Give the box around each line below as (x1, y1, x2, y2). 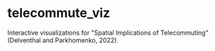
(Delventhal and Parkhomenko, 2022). (7, 35, 119, 44)
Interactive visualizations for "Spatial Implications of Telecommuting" (7, 28, 209, 37)
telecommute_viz (7, 5, 111, 21)
